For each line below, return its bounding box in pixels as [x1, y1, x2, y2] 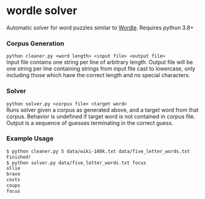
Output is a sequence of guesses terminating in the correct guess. [6, 119, 173, 126]
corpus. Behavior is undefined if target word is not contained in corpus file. [6, 113, 196, 120]
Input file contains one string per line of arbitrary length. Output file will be [6, 59, 193, 66]
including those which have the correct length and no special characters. [6, 72, 191, 79]
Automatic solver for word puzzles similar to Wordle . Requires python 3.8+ [6, 24, 194, 31]
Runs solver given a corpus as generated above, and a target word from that [6, 106, 199, 113]
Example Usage [6, 134, 54, 143]
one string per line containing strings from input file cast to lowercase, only [6, 65, 196, 72]
